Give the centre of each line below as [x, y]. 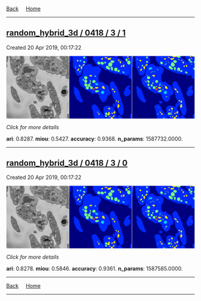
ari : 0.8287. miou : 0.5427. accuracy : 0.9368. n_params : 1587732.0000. [95, 139]
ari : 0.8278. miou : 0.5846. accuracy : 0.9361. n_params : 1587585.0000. [95, 269]
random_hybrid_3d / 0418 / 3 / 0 [67, 163]
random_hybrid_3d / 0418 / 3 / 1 [66, 33]
